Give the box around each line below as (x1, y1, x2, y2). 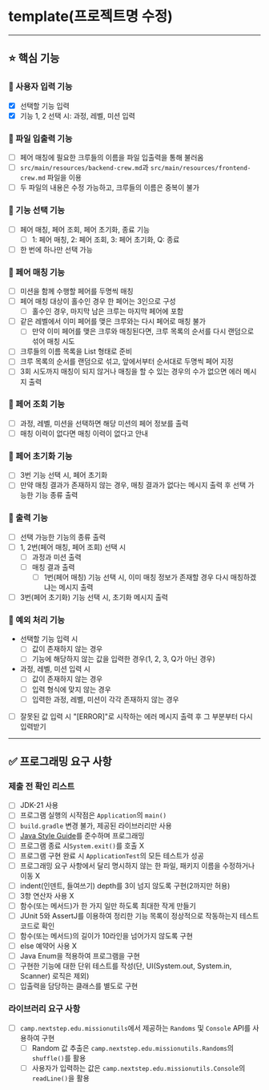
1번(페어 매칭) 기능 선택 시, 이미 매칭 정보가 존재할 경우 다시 (43, 572, 229, 582)
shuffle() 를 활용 (31, 1053, 86, 1063)
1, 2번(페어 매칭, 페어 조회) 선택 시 (19, 542, 126, 551)
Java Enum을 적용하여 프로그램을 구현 (19, 951, 140, 961)
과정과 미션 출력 (31, 552, 82, 562)
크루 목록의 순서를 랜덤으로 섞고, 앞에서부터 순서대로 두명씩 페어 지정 (19, 357, 234, 366)
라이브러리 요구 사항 (8, 1003, 81, 1015)
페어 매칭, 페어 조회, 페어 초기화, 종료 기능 (19, 224, 151, 234)
